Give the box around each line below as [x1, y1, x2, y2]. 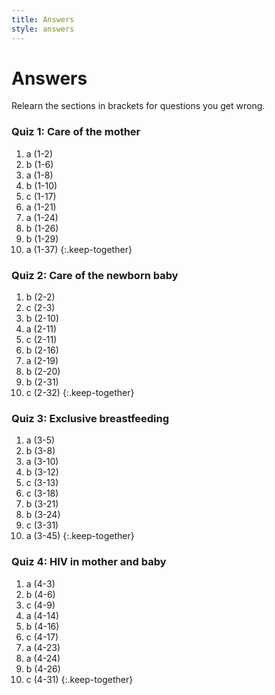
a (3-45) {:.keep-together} [25, 530, 135, 542]
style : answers [11, 24, 75, 34]
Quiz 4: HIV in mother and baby [11, 555, 167, 569]
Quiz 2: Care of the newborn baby [11, 268, 179, 282]
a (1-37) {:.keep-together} [25, 243, 133, 255]
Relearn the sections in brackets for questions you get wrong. [11, 100, 266, 112]
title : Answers [11, 14, 75, 25]
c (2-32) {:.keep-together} [25, 387, 135, 399]
